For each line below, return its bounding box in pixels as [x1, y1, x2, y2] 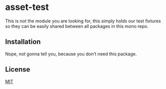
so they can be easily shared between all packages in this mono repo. [5, 23, 149, 29]
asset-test [5, 1, 49, 13]
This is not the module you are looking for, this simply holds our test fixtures [5, 18, 161, 24]
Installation [5, 38, 41, 46]
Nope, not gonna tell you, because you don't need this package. [5, 51, 137, 57]
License [5, 65, 30, 74]
